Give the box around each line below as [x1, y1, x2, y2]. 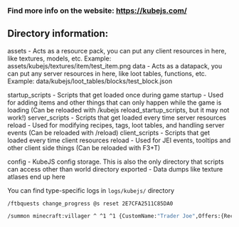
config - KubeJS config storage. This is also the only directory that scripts [7, 157, 224, 166]
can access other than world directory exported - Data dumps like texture [7, 164, 223, 173]
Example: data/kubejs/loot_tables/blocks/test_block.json [7, 77, 173, 85]
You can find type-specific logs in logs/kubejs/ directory [7, 186, 175, 194]
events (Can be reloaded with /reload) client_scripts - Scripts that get [7, 128, 211, 137]
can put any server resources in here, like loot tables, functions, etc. [7, 69, 207, 78]
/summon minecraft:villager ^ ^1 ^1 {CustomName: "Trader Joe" [7, 212, 196, 219]
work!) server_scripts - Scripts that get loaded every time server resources [7, 113, 226, 122]
